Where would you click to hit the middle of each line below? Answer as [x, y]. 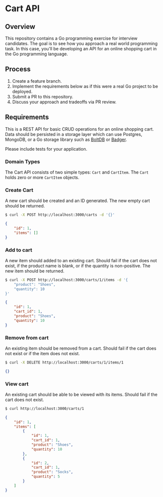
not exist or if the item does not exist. [42, 353]
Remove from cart [27, 338]
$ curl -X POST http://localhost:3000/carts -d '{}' [60, 215]
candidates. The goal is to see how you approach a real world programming [81, 44]
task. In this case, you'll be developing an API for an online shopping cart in [81, 49]
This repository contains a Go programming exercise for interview [71, 38]
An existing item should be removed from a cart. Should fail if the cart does [81, 348]
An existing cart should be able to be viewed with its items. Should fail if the [81, 394]
